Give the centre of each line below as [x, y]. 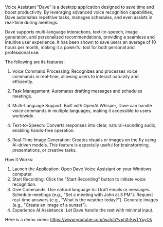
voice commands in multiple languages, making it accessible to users [81, 111]
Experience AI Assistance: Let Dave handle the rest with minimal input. [83, 210]
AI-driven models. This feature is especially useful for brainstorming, [81, 145]
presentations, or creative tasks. [44, 150]
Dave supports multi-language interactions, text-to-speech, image [71, 32]
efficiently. [23, 81]
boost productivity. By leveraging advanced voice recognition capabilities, [79, 12]
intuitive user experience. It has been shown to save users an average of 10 [81, 42]
